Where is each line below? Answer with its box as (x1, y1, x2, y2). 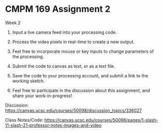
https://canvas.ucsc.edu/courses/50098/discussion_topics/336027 (5, 107, 142, 113)
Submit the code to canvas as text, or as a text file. (12, 63, 116, 69)
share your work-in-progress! (12, 93, 72, 99)
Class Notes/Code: (5, 117, 43, 123)
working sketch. (12, 78, 45, 84)
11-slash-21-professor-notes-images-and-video (5, 122, 102, 128)
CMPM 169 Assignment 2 (5, 3, 111, 15)
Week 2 (5, 20, 21, 26)
